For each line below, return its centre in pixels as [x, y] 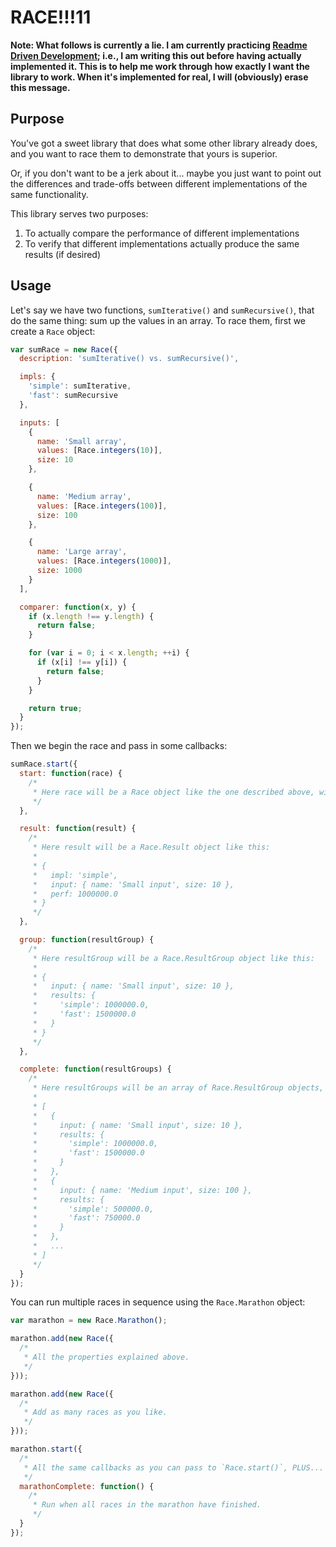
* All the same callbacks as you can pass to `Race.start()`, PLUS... [174, 1467]
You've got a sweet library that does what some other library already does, [164, 143]
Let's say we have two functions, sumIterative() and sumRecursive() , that [162, 310]
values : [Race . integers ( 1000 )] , [104, 561]
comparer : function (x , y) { [78, 607]
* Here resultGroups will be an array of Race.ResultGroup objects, [178, 1088]
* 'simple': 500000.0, [93, 1209]
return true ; [55, 708]
